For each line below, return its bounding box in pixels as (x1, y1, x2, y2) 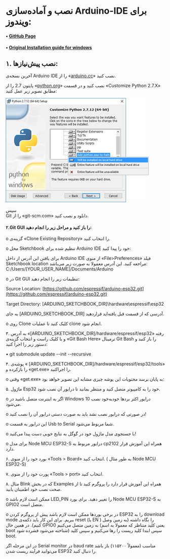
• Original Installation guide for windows (6, 45, 93, 51)
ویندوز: (6, 16, 32, 27)
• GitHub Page (6, 33, 36, 39)
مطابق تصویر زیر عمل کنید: (6, 88, 57, 94)
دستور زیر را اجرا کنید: (6, 341, 48, 347)
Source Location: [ (6, 286, 45, 292)
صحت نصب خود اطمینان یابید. (6, 486, 62, 492)
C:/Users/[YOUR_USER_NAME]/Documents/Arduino (6, 266, 113, 272)
